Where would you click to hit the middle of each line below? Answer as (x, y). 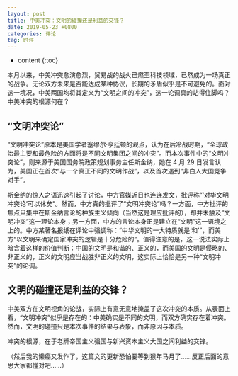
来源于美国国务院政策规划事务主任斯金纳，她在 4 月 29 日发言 (125, 162)
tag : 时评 (21, 40)
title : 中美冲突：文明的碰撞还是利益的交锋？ (66, 21)
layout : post (27, 14)
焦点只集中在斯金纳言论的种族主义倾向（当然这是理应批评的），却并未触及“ (116, 212)
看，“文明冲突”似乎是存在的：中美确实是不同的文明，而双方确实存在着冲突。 (119, 317)
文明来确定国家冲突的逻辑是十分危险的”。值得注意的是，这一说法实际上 (126, 239)
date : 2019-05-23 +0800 (42, 27)
